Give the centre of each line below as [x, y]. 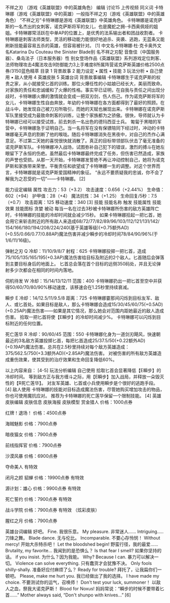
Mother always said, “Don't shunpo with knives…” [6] [75, 595]
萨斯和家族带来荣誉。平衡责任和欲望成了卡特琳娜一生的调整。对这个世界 [80, 166]
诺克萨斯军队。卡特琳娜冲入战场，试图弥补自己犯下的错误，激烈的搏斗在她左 [85, 147]
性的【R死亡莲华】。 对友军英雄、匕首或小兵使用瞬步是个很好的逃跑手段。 [81, 383]
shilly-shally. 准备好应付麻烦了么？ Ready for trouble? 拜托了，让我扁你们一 [83, 569]
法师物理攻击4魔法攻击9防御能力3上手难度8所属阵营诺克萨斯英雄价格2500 [83, 64]
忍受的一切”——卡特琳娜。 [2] [54, 179]
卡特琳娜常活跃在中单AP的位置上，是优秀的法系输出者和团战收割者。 [86, 33]
